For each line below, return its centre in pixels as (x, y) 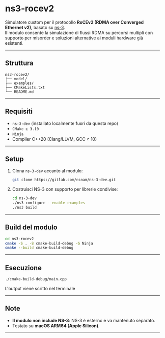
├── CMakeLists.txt (25, 87)
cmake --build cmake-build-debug (39, 248)
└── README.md (20, 92)
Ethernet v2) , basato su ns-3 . (35, 27)
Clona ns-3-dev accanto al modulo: (47, 171)
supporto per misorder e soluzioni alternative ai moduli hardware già (74, 38)
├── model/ (16, 79)
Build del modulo (31, 228)
